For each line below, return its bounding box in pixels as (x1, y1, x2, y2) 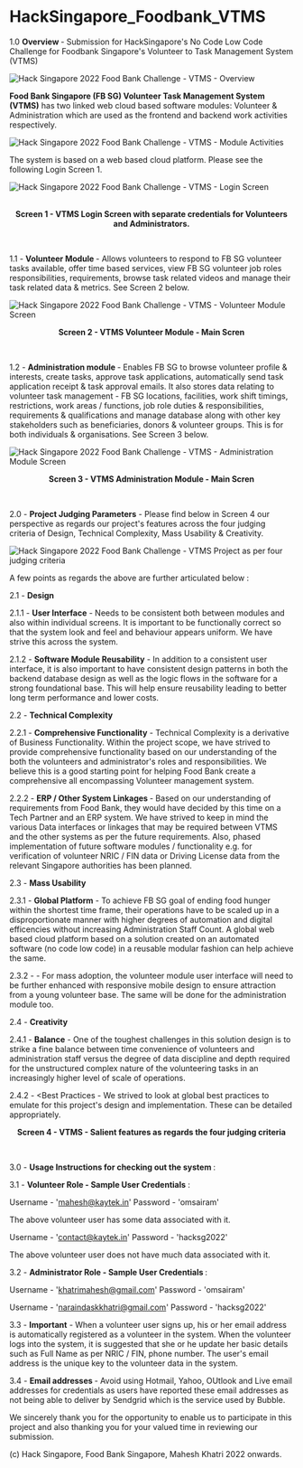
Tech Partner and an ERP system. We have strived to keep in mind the (9, 812, 269, 823)
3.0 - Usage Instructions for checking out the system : (9, 1162, 216, 1172)
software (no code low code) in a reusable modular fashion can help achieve (9, 943, 294, 954)
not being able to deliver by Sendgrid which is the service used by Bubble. (9, 1394, 286, 1405)
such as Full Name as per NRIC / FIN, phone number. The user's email (9, 1348, 269, 1359)
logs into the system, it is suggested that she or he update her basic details (9, 1338, 289, 1349)
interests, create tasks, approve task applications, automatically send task (9, 371, 284, 381)
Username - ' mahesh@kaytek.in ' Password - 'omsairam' (9, 1196, 219, 1208)
